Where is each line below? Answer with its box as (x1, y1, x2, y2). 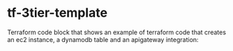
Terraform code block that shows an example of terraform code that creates (7, 28, 227, 36)
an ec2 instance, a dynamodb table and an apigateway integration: (7, 35, 199, 43)
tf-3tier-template (7, 5, 108, 21)
